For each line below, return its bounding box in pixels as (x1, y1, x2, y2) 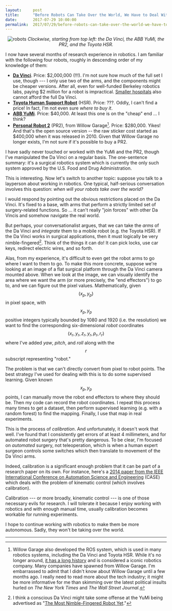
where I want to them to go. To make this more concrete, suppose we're (5, 260, 157, 266)
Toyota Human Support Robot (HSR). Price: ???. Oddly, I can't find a (12, 100, 158, 106)
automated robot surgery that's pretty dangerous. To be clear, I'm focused (5, 437, 162, 443)
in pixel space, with (5, 299, 46, 306)
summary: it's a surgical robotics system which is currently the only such (5, 159, 159, 166)
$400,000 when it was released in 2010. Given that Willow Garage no (12, 133, 159, 139)
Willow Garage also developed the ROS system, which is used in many (12, 546, 161, 552)
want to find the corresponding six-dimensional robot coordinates (5, 322, 144, 329)
